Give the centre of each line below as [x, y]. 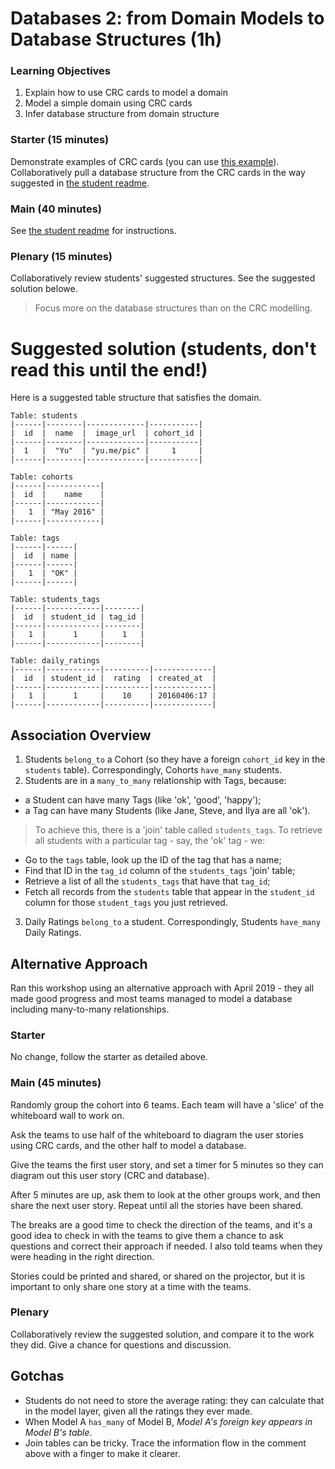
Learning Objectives [61, 71]
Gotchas [37, 1376]
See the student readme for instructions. [93, 231]
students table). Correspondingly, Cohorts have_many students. [153, 770]
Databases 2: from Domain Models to [167, 18]
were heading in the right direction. [82, 1256]
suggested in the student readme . [80, 183]
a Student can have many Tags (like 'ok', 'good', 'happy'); [143, 800]
